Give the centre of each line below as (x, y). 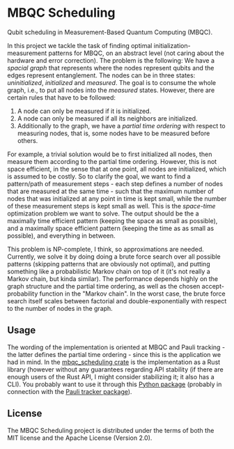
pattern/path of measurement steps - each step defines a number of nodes (115, 183)
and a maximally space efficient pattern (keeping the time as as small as (111, 228)
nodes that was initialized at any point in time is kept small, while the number (117, 198)
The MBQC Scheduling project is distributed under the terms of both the (111, 430)
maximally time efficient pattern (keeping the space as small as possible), (112, 220)
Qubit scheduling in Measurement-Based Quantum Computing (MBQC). (110, 32)
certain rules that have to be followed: (62, 97)
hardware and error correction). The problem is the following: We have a (111, 60)
